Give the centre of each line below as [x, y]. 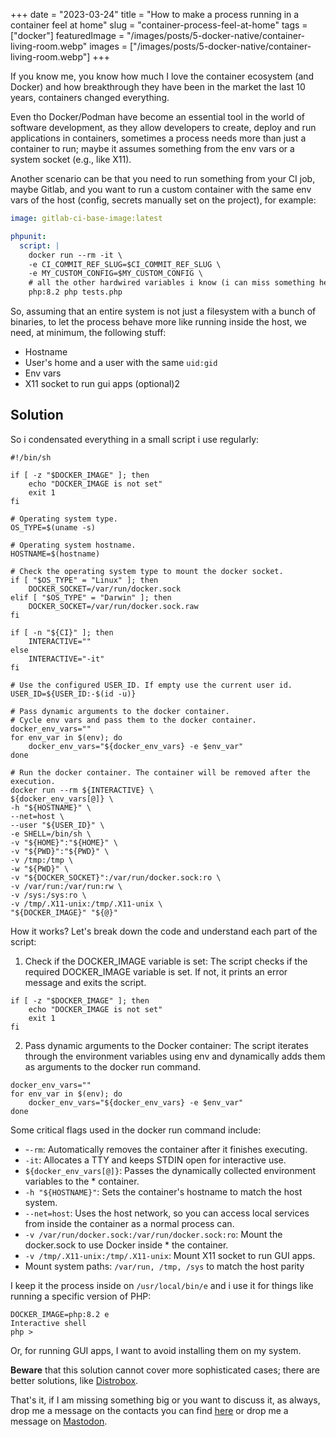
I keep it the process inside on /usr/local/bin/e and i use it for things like [162, 1285]
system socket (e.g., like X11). [71, 159]
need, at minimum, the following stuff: [88, 332]
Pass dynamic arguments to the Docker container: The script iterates [166, 1045]
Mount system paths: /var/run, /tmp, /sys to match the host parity [164, 1266]
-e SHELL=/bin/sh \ [51, 834]
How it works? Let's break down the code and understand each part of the [164, 931]
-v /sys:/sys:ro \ [48, 895]
